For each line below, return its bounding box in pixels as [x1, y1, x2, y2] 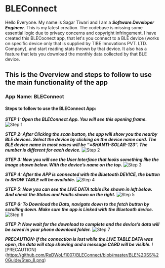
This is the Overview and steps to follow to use [5, 70, 152, 79]
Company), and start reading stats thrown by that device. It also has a [5, 46, 147, 52]
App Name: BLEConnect [5, 93, 64, 100]
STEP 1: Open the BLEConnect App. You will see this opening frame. [5, 116, 147, 122]
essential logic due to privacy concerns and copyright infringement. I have [5, 30, 157, 36]
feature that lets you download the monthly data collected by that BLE [5, 51, 147, 57]
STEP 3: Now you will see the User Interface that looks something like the [5, 157, 159, 162]
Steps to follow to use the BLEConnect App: [5, 105, 96, 111]
